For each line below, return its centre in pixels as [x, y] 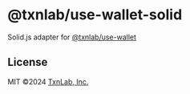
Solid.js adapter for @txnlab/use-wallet [72, 37]
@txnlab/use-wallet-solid [95, 15]
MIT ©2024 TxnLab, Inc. [48, 81]
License [28, 62]
